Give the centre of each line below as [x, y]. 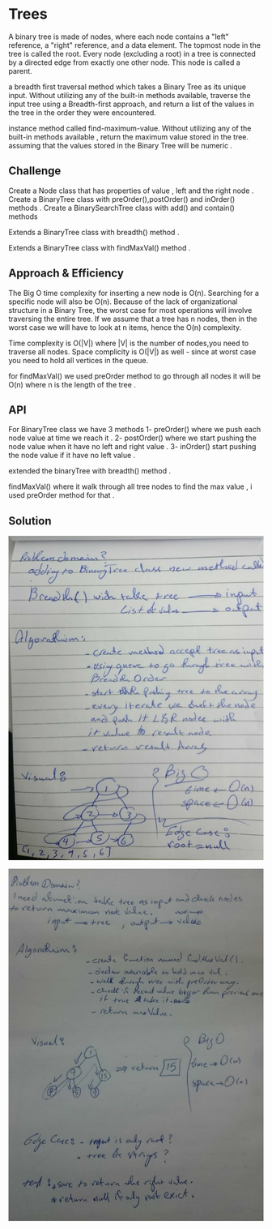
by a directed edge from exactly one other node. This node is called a [124, 62]
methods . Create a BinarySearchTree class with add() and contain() [121, 208]
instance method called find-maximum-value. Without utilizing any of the [130, 128]
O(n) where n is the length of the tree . [72, 384]
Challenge [35, 171]
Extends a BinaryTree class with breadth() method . [94, 232]
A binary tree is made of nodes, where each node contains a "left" [119, 36]
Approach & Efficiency [66, 274]
